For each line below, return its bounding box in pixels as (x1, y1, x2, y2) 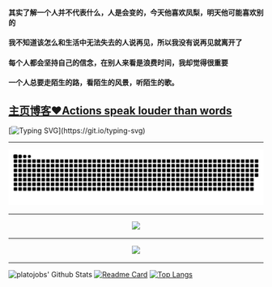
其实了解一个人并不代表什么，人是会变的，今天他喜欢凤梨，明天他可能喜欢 (8, 7, 257, 17)
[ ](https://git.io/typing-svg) (8, 126, 146, 135)
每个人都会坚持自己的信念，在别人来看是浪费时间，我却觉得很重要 (8, 58, 228, 67)
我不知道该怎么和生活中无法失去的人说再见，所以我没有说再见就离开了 (8, 37, 243, 48)
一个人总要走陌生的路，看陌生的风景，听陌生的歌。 (8, 78, 179, 88)
